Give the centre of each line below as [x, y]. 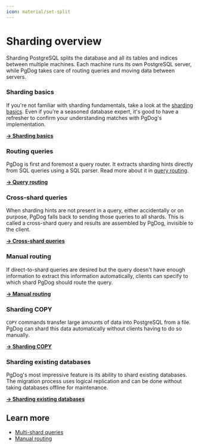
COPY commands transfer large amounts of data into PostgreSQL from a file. [98, 322]
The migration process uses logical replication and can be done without [94, 381]
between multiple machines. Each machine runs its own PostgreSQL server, [99, 64]
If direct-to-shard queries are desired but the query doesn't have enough [96, 270]
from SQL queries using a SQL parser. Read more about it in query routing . [97, 171]
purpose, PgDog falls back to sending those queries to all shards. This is [95, 217]
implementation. [26, 124]
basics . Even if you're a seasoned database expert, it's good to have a [92, 112]
